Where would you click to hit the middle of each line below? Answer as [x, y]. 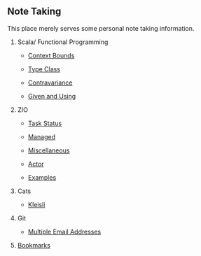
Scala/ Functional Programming [63, 42]
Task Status [45, 123]
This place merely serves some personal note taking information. [101, 28]
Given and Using [52, 96]
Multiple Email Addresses [64, 232]
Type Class [44, 69]
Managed [42, 136]
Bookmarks [34, 245]
